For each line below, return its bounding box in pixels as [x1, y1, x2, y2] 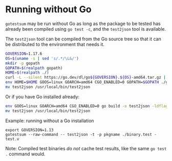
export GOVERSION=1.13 [5, 127, 54, 132]
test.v [5, 136, 19, 142]
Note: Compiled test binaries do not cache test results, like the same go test [5, 145, 167, 151]
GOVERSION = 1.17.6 [5, 51, 42, 56]
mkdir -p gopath [5, 60, 40, 66]
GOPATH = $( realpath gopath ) [5, 65, 63, 71]
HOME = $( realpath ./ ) [5, 70, 50, 75]
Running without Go [5, 4, 92, 15]
